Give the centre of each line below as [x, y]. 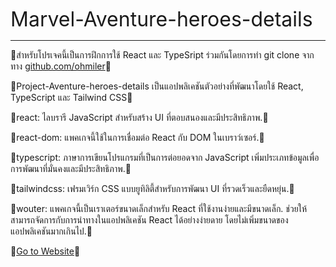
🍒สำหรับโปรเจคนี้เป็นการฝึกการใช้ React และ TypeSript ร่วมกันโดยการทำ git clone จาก [162, 55]
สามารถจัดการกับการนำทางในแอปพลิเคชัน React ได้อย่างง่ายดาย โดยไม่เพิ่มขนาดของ [149, 220]
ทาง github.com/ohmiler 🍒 [61, 66]
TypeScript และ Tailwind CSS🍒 [71, 97]
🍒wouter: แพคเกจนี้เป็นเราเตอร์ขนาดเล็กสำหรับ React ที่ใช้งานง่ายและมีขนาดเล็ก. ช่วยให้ [159, 208]
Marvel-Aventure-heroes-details [161, 19]
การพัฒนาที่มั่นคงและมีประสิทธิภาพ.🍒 [71, 168]
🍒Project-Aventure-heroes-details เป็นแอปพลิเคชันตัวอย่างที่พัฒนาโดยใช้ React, [157, 86]
